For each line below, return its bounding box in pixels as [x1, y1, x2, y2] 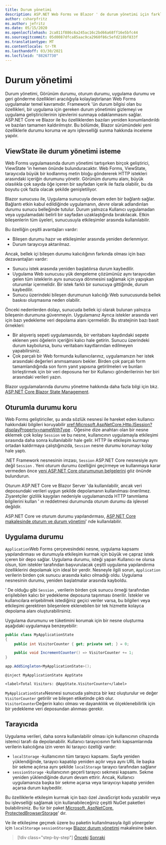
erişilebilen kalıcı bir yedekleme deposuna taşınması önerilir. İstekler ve [5, 592, 150, 598]
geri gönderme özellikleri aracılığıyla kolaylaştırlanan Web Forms [5, 96, 136, 102]
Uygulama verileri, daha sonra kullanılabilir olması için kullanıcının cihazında [5, 733, 159, 739]
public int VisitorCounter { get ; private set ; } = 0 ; [14, 642, 129, 646]
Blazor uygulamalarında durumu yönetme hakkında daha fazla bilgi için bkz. [5, 384, 159, 390]
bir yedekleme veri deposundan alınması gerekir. [5, 706, 104, 712]
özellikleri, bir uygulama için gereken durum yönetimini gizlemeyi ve [5, 107, 143, 113]
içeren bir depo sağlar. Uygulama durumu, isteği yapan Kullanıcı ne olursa [5, 556, 155, 562]
